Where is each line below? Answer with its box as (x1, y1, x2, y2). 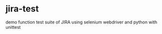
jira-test (5, 3, 39, 14)
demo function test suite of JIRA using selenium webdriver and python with (5, 19, 158, 25)
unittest (5, 24, 21, 30)
